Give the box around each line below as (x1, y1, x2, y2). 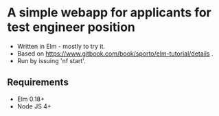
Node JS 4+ (16, 102, 51, 111)
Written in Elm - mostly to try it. (16, 42, 105, 50)
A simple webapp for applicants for (7, 5, 211, 21)
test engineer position (7, 19, 135, 35)
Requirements (7, 77, 69, 89)
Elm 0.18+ (16, 95, 45, 103)
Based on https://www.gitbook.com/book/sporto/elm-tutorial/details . (16, 49, 214, 58)
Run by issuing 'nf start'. (16, 56, 86, 65)
